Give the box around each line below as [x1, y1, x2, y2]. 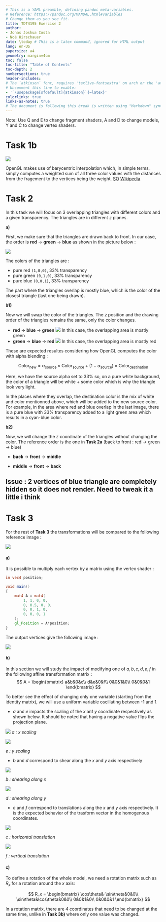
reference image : [5, 534, 41, 540]
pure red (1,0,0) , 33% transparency [12, 267, 87, 273]
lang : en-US [5, 44, 30, 49]
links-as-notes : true [5, 99, 50, 104]
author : [5, 26, 22, 31]
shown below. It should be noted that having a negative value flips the [12, 714, 155, 720]
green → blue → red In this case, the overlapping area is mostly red [12, 338, 157, 344]
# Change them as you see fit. [5, 16, 70, 21]
